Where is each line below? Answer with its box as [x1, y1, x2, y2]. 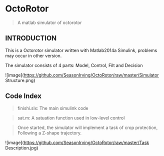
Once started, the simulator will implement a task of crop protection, [17, 124, 158, 130]
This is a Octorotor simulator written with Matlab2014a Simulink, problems [5, 47, 157, 53]
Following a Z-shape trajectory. [17, 129, 82, 135]
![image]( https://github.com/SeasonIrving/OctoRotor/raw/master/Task [5, 139, 149, 145]
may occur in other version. [5, 52, 62, 58]
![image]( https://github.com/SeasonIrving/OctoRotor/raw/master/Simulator [5, 72, 159, 78]
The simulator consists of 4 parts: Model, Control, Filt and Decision [5, 62, 143, 68]
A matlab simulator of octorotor [17, 19, 82, 25]
